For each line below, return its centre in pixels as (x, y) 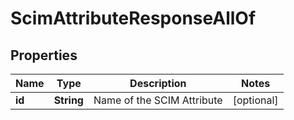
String (68, 100)
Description (158, 83)
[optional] (255, 100)
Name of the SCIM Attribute (158, 100)
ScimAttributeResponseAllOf (133, 18)
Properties (44, 55)
